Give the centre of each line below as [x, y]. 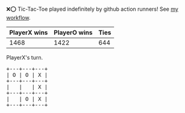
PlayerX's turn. [25, 57]
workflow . [18, 18]
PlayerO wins [73, 32]
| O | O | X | [27, 75]
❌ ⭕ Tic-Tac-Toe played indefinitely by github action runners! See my [92, 9]
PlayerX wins [29, 32]
